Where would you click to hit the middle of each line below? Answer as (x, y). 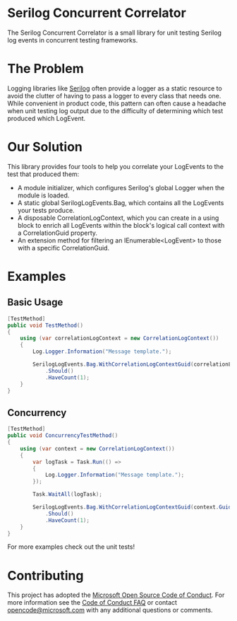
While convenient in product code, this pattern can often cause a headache (117, 103)
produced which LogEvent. (47, 118)
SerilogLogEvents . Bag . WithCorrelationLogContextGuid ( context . (126, 507)
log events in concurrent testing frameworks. (73, 40)
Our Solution (45, 147)
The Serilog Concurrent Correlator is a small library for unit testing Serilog (115, 33)
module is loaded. (43, 195)
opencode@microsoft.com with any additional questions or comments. (110, 610)
